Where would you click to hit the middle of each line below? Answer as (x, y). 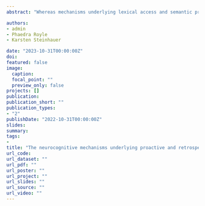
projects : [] (23, 91)
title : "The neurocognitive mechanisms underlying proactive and (91, 148)
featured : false (27, 62)
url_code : (19, 153)
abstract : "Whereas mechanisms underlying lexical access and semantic (99, 12)
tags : (13, 136)
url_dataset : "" (27, 159)
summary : (17, 131)
